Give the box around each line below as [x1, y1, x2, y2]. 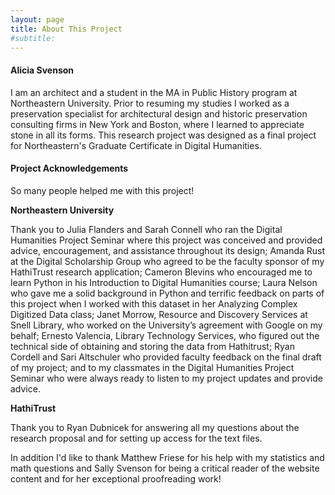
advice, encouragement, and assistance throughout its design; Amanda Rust [10, 244, 326, 256]
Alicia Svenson [10, 64, 75, 76]
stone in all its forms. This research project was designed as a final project [10, 129, 317, 141]
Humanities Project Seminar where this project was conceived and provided [10, 234, 323, 246]
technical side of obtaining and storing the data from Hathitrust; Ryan [10, 340, 295, 352]
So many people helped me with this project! [10, 184, 195, 196]
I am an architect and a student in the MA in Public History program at [10, 86, 298, 98]
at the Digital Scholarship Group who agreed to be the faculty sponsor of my [10, 255, 325, 267]
